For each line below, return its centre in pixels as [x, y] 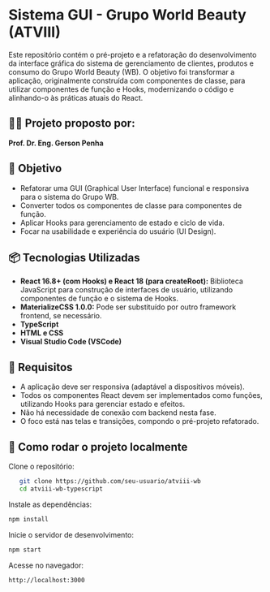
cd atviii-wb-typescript [61, 489]
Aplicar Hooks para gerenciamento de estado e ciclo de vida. [122, 223]
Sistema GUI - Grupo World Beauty [128, 15]
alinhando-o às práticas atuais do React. [76, 97]
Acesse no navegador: [46, 565]
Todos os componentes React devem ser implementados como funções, [141, 395]
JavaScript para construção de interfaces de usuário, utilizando [126, 290]
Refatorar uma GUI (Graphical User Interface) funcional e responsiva [135, 188]
